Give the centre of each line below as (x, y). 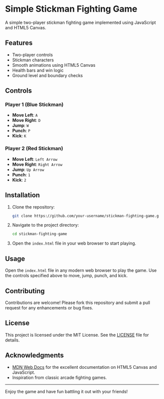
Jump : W (20, 126)
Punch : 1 (21, 174)
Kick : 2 (19, 180)
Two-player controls (32, 55)
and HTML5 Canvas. (26, 27)
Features (19, 43)
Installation (22, 195)
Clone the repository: (33, 207)
